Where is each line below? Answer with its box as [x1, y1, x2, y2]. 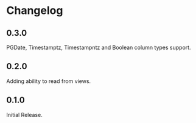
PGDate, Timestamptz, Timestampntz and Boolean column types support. [6, 44, 191, 51]
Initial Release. [6, 111, 43, 118]
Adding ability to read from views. [6, 77, 91, 85]
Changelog [6, 4, 63, 18]
